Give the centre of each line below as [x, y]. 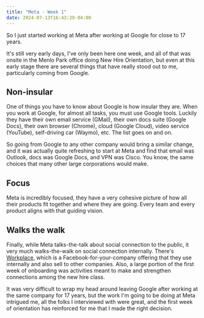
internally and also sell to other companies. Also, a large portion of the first [100, 264]
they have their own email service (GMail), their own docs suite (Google [96, 120]
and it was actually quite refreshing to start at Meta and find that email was [100, 151]
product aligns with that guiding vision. [55, 211]
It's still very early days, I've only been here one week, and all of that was [99, 53]
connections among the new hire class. [56, 277]
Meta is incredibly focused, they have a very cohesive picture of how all [97, 198]
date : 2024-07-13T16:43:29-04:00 [49, 18]
